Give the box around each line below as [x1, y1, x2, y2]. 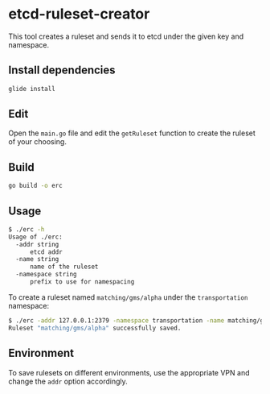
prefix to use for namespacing [29, 278, 135, 286]
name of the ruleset [29, 263, 99, 271]
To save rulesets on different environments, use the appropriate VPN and [8, 367, 250, 377]
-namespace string [15, 271, 78, 279]
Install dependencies [8, 64, 116, 77]
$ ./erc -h [8, 225, 45, 234]
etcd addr [29, 247, 63, 256]
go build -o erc [8, 182, 63, 190]
